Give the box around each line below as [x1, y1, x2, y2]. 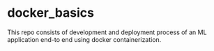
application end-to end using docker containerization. [7, 35, 162, 43]
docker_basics [7, 5, 94, 21]
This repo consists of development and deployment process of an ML [7, 28, 207, 36]
